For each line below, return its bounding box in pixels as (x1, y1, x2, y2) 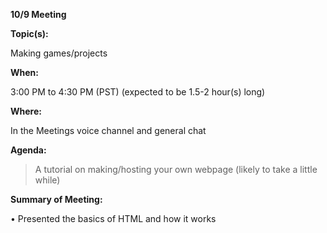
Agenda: (10, 144, 47, 156)
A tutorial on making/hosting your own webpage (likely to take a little (34, 164, 318, 175)
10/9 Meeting (10, 9, 67, 20)
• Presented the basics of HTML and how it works (10, 213, 217, 224)
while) (34, 174, 61, 186)
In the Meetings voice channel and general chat (10, 125, 207, 136)
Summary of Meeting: (10, 194, 103, 205)
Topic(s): (10, 28, 49, 39)
